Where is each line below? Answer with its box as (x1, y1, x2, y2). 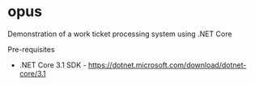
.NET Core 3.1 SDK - (19, 59, 87, 70)
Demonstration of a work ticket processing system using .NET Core (7, 29, 232, 39)
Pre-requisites (7, 44, 55, 54)
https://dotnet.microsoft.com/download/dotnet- (87, 59, 247, 70)
